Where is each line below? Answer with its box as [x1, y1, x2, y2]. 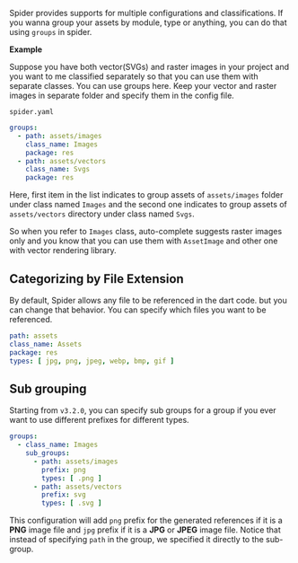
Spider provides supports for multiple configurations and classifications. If [9, 8, 284, 18]
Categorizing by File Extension [9, 271, 184, 286]
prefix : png [41, 465, 87, 474]
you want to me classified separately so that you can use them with [9, 71, 259, 82]
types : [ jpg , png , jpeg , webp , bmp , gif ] [9, 356, 175, 365]
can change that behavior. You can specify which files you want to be [9, 304, 267, 315]
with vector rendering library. [9, 245, 117, 256]
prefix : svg [41, 490, 87, 499]
